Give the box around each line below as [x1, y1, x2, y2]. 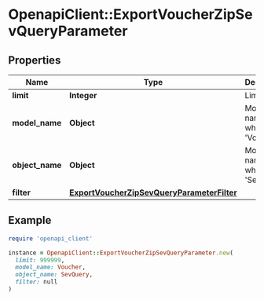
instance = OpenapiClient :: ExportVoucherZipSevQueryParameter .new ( [8, 249, 234, 257]
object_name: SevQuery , [15, 271, 93, 279]
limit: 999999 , [15, 256, 65, 264]
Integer [69, 90, 97, 101]
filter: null [15, 278, 58, 286]
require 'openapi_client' [8, 234, 93, 243]
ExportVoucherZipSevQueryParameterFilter [69, 187, 237, 198]
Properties [8, 53, 61, 67]
